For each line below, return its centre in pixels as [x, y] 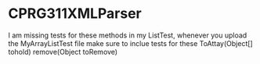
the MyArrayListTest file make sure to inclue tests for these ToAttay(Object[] [130, 43]
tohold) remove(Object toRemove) [63, 52]
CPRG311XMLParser [75, 14]
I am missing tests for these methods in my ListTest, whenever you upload [128, 35]
